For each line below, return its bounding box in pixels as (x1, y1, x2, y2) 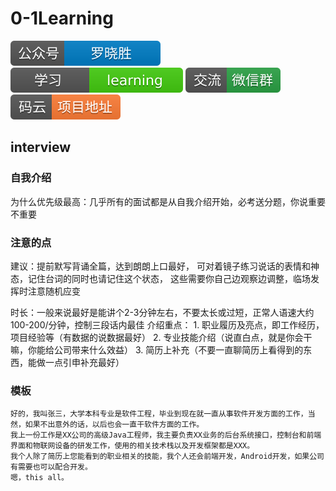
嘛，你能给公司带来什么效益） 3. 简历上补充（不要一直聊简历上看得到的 (10, 343, 304, 356)
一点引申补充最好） (44, 356, 125, 368)
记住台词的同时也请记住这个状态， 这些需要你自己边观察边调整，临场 (27, 272, 311, 284)
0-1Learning (10, 7, 114, 30)
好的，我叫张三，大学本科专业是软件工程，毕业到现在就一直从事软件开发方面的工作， (10, 409, 308, 419)
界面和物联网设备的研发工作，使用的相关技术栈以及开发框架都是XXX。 (10, 441, 255, 451)
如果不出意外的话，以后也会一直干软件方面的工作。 (24, 420, 205, 430)
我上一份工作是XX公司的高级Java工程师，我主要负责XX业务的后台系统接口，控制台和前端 (10, 430, 322, 441)
